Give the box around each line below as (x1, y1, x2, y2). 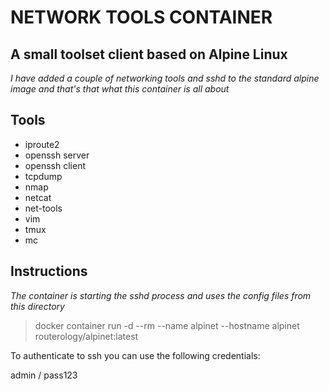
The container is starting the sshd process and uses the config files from (10, 289, 312, 301)
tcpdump (24, 170, 63, 182)
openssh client (24, 159, 86, 171)
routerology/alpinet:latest (34, 330, 139, 342)
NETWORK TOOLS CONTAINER (10, 6, 273, 29)
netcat (24, 191, 52, 203)
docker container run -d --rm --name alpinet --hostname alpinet (34, 319, 300, 331)
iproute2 (24, 138, 60, 150)
